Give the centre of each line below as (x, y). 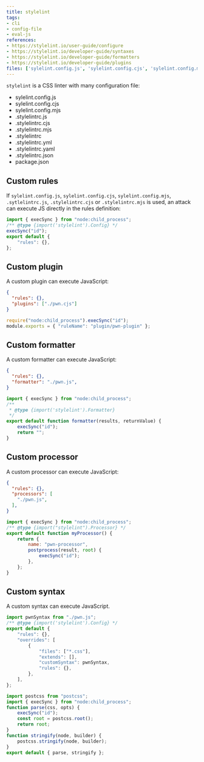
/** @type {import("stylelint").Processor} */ (66, 528)
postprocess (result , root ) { (65, 550)
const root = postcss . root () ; (56, 719)
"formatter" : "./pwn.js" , (45, 382)
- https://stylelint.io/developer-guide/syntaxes (70, 52)
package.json (32, 162)
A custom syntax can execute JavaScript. (58, 606)
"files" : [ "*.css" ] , (65, 651)
